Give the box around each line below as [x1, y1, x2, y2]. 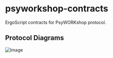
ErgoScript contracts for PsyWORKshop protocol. [5, 19, 107, 25]
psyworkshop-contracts [5, 3, 109, 14]
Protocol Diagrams [5, 34, 64, 42]
